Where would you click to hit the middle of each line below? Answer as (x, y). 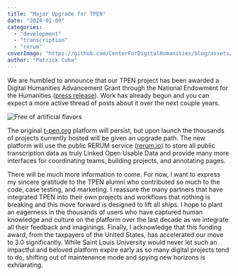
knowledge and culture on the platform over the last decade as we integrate (118, 219)
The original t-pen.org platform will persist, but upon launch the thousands (116, 130)
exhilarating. (25, 265)
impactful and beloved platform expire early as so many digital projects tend (118, 250)
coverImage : (25, 54)
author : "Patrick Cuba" (42, 60)
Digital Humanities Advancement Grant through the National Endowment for (118, 88)
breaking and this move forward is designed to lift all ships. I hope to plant (115, 204)
